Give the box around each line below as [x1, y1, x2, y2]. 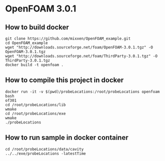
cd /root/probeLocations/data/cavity [5, 146, 84, 151]
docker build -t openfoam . [5, 62, 64, 67]
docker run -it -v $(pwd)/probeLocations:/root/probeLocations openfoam [5, 89, 160, 94]
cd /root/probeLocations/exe [5, 111, 66, 116]
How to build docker [5, 23, 69, 31]
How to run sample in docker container [5, 133, 128, 142]
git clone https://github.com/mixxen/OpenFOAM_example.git [5, 36, 131, 41]
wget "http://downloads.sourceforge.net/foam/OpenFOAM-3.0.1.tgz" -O [5, 45, 153, 50]
